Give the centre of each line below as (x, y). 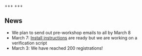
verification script (29, 43)
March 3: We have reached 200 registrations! (57, 48)
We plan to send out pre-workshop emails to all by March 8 (71, 33)
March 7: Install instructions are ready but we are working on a (74, 37)
